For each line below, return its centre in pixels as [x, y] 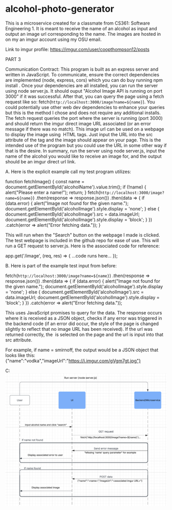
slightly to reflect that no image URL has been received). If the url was [79, 329]
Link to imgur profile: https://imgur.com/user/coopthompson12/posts [78, 49]
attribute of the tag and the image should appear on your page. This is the [83, 140]
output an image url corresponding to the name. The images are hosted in [83, 34]
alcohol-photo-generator [60, 9]
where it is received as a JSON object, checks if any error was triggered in [84, 318]
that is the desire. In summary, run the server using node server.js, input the [85, 151]
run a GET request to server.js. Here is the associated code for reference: [83, 246]
